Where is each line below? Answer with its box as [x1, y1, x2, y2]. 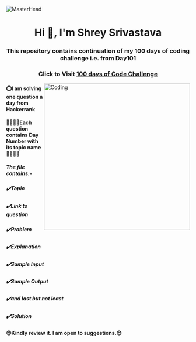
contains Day [6, 132, 39, 139]
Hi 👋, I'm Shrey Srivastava [34, 26, 162, 39]
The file [6, 163, 25, 170]
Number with [6, 138, 38, 145]
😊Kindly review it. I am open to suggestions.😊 [6, 330, 123, 337]
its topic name [6, 144, 41, 151]
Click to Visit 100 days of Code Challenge [38, 70, 158, 78]
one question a [6, 93, 43, 100]
